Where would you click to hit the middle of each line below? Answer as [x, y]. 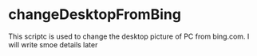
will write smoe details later [53, 44]
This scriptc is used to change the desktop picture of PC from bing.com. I [129, 36]
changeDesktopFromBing [95, 15]
